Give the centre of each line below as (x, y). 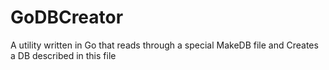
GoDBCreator (67, 17)
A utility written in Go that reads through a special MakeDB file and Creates (164, 45)
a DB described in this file (63, 55)
